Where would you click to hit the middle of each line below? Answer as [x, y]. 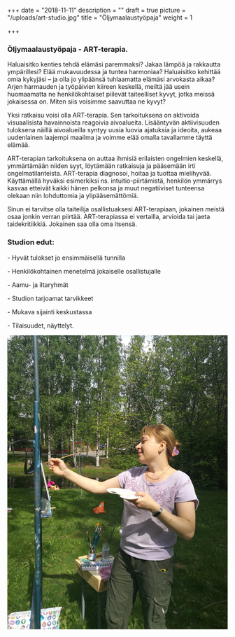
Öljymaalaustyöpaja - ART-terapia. [67, 49]
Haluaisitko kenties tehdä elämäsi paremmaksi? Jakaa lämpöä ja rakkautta [114, 64]
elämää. [19, 145]
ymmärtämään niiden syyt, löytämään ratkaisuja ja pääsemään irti [101, 166]
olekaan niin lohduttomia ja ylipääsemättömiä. [73, 196]
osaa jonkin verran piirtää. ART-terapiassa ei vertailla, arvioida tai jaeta [109, 217]
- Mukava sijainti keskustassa [50, 311]
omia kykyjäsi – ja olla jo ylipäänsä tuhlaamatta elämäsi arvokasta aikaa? [111, 79]
